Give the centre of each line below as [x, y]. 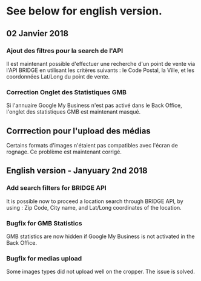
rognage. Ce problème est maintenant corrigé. [64, 152]
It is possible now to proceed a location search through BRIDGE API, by [95, 201]
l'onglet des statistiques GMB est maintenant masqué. [74, 112]
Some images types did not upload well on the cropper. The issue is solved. [100, 272]
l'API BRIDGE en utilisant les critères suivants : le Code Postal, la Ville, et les [100, 70]
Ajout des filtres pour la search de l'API [65, 51]
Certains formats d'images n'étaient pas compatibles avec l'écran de [92, 145]
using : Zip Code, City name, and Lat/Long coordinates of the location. [94, 207]
